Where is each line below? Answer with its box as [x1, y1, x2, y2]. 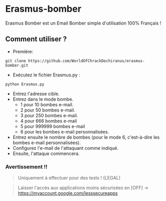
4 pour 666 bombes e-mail [20, 118, 77, 124]
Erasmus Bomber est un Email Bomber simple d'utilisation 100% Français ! [5, 20, 161, 26]
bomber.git [5, 62, 29, 68]
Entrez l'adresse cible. [12, 91, 60, 97]
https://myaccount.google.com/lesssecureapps [17, 190, 118, 196]
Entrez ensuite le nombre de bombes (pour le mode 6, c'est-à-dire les [12, 134, 160, 140]
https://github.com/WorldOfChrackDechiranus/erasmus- [28, 58, 145, 63]
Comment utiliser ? [5, 35, 67, 43]
